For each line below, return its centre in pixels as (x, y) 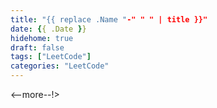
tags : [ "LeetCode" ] (51, 57)
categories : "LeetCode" (60, 66)
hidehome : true (42, 38)
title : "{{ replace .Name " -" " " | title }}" (109, 19)
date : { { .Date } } (48, 29)
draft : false (37, 47)
